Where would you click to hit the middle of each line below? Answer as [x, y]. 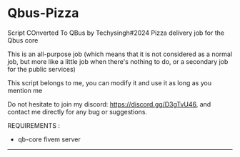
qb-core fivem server [49, 139]
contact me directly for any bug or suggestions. [77, 112]
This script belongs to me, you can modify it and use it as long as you [110, 82]
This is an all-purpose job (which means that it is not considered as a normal [120, 54]
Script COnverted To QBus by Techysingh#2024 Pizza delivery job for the [116, 33]
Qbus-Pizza [43, 13]
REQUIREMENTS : [34, 125]
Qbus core [23, 40]
